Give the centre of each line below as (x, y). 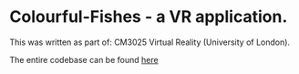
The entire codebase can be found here (84, 59)
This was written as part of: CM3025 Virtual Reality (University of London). (149, 42)
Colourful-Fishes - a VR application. (149, 17)
